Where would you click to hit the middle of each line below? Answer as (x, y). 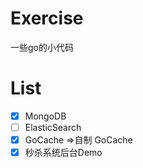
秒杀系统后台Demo (63, 153)
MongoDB (45, 116)
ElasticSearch (53, 127)
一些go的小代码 (42, 47)
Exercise (47, 18)
